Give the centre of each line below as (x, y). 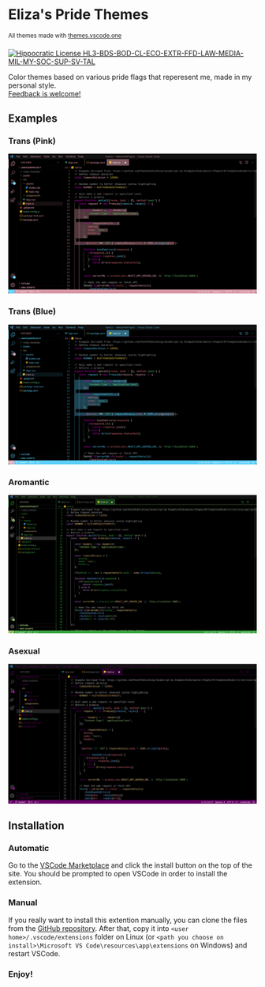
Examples (33, 118)
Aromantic (29, 482)
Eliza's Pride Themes (78, 15)
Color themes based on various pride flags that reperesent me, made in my (130, 77)
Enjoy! (21, 974)
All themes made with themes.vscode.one (65, 36)
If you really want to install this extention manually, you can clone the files (128, 920)
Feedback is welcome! (45, 93)
